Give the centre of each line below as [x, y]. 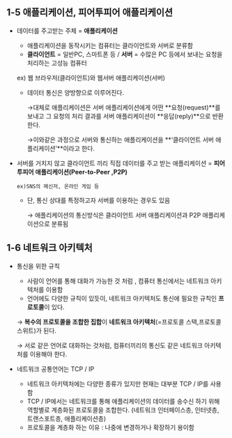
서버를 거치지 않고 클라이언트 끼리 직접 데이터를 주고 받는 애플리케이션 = [114, 163]
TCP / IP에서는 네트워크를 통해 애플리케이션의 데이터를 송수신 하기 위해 [123, 401]
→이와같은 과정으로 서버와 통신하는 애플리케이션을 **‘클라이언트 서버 [120, 139]
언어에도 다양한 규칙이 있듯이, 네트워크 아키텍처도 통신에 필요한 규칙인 [122, 298]
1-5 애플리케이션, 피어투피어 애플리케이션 [90, 13]
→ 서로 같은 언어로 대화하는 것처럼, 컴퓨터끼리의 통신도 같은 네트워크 [110, 345]
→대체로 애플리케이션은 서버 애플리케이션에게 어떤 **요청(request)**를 [124, 107]
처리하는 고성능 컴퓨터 [57, 63]
